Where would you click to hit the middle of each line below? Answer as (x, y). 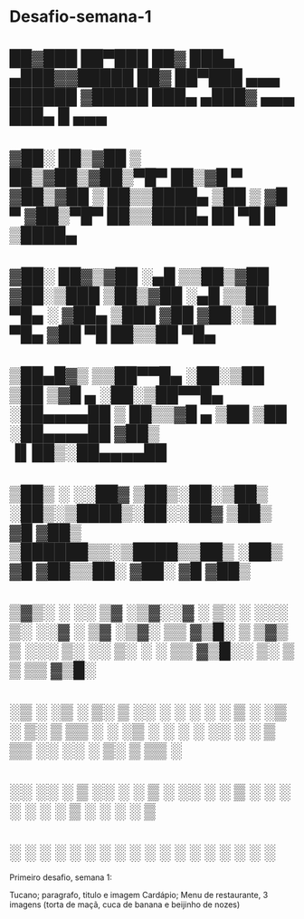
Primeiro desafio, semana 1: (61, 877)
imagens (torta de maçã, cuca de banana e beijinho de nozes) (125, 904)
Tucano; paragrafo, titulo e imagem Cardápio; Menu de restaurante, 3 (139, 895)
